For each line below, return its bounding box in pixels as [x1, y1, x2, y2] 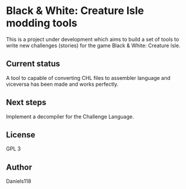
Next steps [6, 97, 47, 107]
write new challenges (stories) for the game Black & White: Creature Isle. [6, 42, 181, 49]
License [6, 129, 36, 139]
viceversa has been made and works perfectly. [6, 80, 118, 87]
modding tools [6, 16, 78, 30]
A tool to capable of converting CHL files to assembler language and [6, 74, 171, 81]
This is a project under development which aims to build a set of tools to [6, 36, 180, 43]
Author [6, 162, 32, 172]
